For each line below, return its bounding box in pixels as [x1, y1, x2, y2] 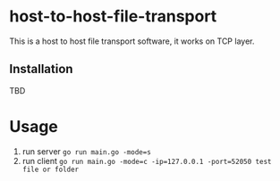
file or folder [21, 165, 80, 174]
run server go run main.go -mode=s [21, 145, 152, 157]
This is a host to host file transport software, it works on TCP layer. [9, 36, 255, 46]
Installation [9, 62, 73, 77]
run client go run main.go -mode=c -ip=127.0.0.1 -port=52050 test [21, 155, 272, 166]
